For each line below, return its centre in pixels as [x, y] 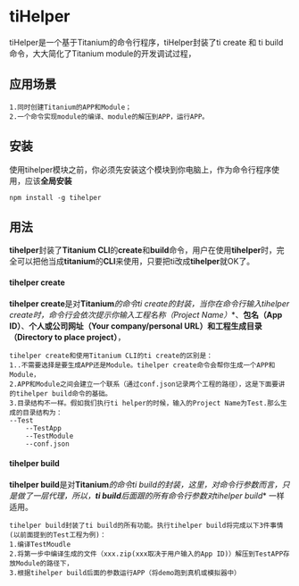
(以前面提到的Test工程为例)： [58, 535]
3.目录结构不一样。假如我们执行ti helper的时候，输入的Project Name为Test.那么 [145, 403]
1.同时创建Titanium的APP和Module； [71, 107]
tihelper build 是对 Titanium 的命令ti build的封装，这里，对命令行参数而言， [146, 484]
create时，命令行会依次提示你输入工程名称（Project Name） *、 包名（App [146, 314]
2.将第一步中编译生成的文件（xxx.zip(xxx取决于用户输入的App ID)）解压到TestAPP [146, 554]
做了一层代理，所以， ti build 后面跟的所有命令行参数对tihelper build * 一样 [150, 495]
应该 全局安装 [48, 180]
